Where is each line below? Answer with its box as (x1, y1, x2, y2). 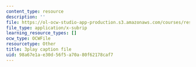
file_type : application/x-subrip (6, 24, 87, 31)
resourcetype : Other (6, 41, 57, 47)
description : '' (6, 14, 45, 20)
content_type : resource (6, 8, 64, 15)
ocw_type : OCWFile (6, 36, 51, 41)
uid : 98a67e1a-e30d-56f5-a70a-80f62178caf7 (6, 52, 114, 58)
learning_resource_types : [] (6, 30, 77, 36)
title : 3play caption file (6, 47, 72, 52)
